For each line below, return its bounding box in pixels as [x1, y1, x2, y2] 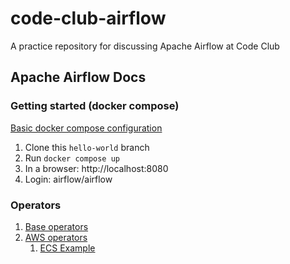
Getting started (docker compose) [10, 99, 180, 113]
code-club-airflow [10, 7, 167, 30]
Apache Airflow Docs [10, 69, 147, 86]
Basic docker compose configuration [10, 122, 163, 134]
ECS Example [39, 242, 96, 254]
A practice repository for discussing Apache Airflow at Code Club [10, 40, 280, 52]
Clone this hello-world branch [24, 141, 150, 153]
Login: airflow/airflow [24, 173, 113, 185]
